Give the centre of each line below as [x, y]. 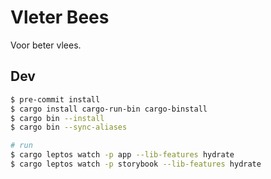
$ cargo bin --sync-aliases [69, 127]
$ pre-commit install [55, 99]
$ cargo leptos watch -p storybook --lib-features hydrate [136, 164]
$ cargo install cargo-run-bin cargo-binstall [109, 109]
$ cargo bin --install [57, 118]
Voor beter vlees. [46, 45]
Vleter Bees [60, 17]
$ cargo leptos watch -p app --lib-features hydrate [122, 155]
